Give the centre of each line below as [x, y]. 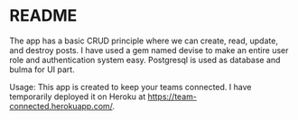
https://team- [172, 97]
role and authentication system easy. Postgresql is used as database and [145, 60]
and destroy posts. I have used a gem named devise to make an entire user [149, 50]
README [43, 16]
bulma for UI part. [42, 69]
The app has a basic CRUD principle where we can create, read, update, [144, 41]
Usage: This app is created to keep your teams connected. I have [130, 87]
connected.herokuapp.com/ [61, 106]
